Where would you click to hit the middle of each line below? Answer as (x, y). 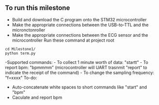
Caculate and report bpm (37, 97)
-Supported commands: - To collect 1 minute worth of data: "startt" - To (77, 62)
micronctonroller (28, 30)
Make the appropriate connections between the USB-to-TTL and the (80, 25)
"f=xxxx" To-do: (21, 77)
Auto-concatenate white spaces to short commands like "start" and (79, 87)
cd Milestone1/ (20, 49)
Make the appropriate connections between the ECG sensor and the (80, 35)
